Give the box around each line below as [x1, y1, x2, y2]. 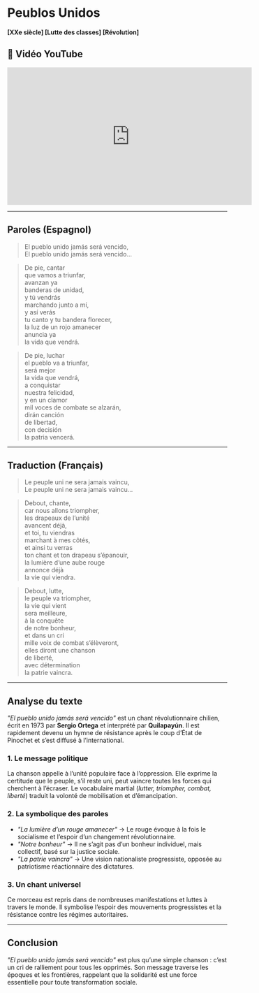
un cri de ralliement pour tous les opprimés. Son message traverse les [7, 963, 209, 971]
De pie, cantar [24, 263, 66, 272]
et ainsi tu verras [24, 544, 73, 552]
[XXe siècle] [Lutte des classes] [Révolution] [7, 28, 140, 36]
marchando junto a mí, [24, 300, 89, 309]
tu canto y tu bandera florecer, [24, 315, 112, 324]
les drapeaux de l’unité [24, 514, 90, 522]
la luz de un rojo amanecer [24, 323, 101, 331]
